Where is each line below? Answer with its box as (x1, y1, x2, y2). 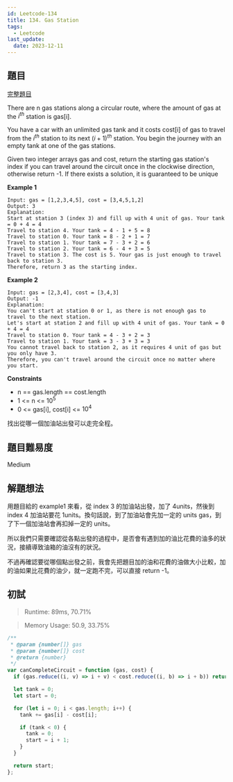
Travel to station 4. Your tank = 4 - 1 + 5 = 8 (7, 227, 150, 234)
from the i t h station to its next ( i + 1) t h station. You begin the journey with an (7, 133, 222, 142)
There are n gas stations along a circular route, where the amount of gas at (7, 104, 221, 112)
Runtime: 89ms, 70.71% (24, 608, 92, 616)
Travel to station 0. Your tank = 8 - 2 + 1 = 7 (7, 234, 150, 241)
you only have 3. (7, 350, 58, 357)
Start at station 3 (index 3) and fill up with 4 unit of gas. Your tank (7, 215, 225, 222)
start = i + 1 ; (25, 737, 70, 744)
